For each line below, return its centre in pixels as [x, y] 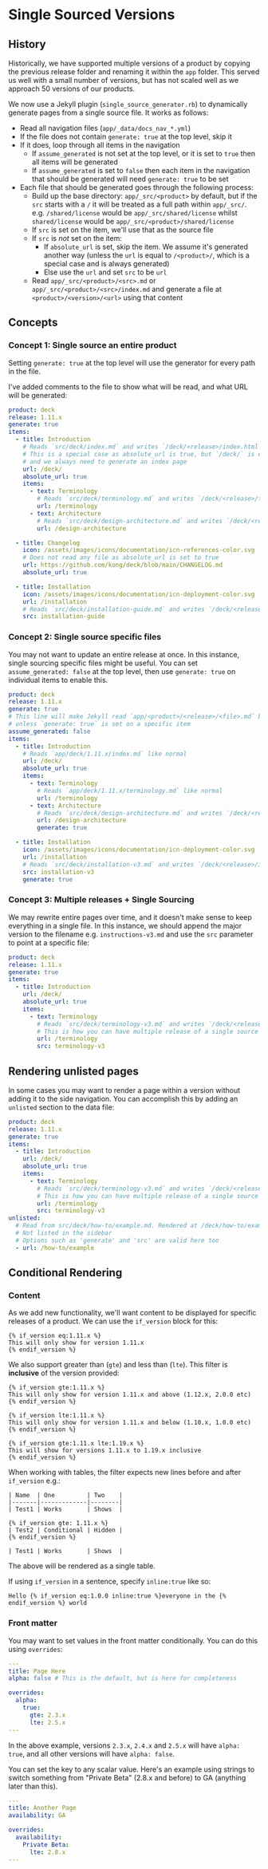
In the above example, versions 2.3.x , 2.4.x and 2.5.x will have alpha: [124, 1745]
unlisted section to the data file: [61, 1107]
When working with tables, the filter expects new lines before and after [125, 1473]
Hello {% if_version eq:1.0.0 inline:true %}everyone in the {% [117, 1596]
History [27, 44]
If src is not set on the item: [77, 238]
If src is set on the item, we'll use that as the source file [122, 230]
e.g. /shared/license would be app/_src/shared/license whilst [134, 213]
